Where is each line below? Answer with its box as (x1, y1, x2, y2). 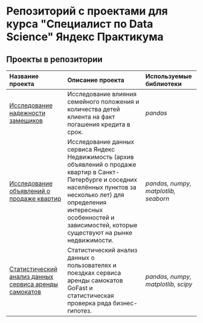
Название (9, 72, 39, 80)
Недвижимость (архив (67, 153, 134, 161)
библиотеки (145, 80, 182, 88)
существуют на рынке (67, 228, 133, 237)
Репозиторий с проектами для (6, 4, 168, 18)
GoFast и (67, 284, 93, 292)
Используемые (145, 72, 192, 80)
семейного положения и (67, 98, 140, 105)
